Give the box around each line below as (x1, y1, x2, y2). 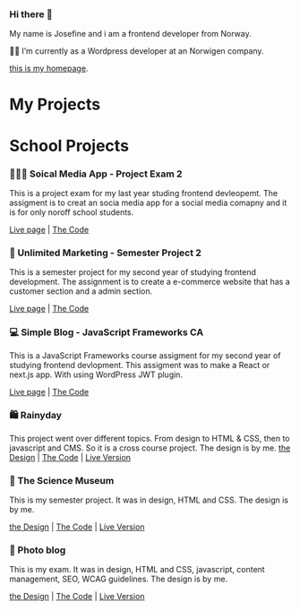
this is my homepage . (9, 63, 89, 74)
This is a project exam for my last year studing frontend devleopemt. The (9, 187, 279, 198)
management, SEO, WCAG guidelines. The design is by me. (9, 573, 228, 585)
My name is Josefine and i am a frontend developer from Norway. (9, 29, 253, 39)
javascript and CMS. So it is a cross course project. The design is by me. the (9, 442, 291, 453)
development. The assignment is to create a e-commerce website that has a (9, 277, 291, 288)
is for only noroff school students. (9, 206, 134, 218)
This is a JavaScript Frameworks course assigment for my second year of (9, 349, 281, 361)
